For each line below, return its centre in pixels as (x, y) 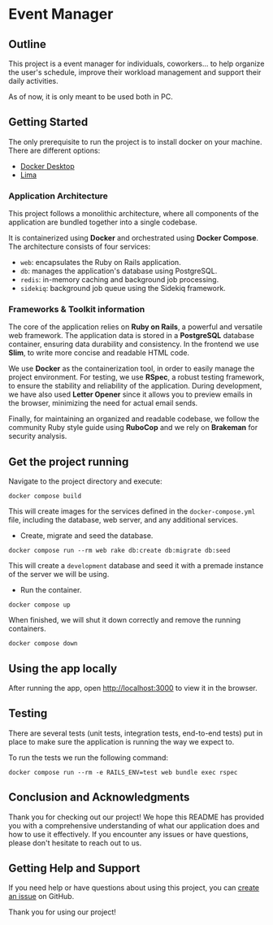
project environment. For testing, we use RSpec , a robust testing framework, (136, 377)
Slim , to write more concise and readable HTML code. (99, 353)
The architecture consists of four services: (80, 247)
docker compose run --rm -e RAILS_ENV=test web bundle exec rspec (123, 772)
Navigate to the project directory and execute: (85, 481)
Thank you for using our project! (62, 912)
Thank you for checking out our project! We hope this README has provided (136, 817)
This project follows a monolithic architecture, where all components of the (134, 214)
